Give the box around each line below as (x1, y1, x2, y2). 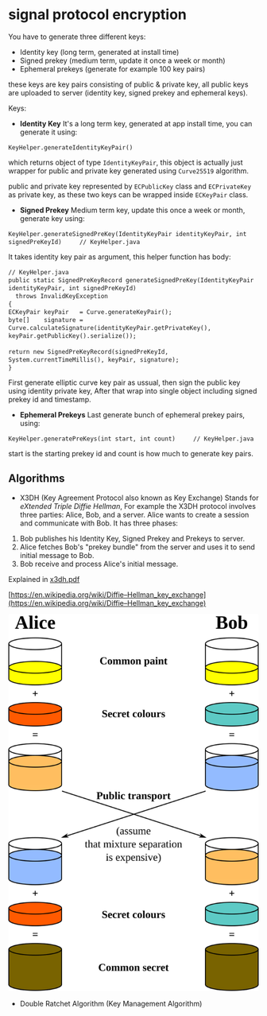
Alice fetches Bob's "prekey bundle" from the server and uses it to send (19, 542, 256, 552)
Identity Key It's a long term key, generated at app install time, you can (19, 118, 253, 128)
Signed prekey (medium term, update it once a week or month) (19, 56, 226, 65)
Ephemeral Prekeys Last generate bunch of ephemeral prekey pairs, (19, 409, 245, 419)
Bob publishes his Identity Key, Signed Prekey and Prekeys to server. (19, 533, 245, 543)
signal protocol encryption (8, 6, 187, 24)
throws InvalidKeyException (15, 292, 109, 300)
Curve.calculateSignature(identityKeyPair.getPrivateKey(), (8, 324, 212, 332)
